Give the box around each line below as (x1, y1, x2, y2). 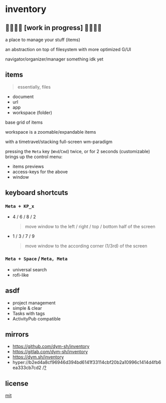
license (5, 379, 29, 387)
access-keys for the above (12, 169, 68, 175)
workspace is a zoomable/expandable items (5, 129, 96, 135)
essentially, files (17, 84, 51, 90)
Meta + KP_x (5, 204, 35, 209)
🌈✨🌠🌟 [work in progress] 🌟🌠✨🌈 (5, 24, 102, 32)
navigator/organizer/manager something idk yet (5, 56, 104, 62)
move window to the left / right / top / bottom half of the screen (25, 223, 155, 229)
